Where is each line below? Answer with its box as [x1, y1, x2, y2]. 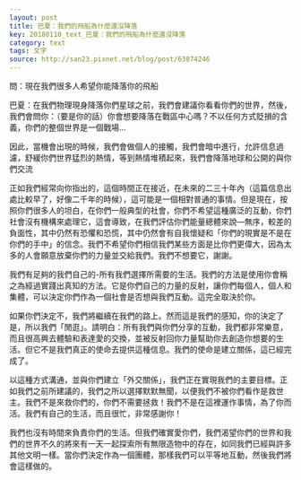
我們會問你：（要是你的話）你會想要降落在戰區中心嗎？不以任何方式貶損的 [9, 111, 280, 121]
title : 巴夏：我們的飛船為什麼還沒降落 [9, 22, 138, 31]
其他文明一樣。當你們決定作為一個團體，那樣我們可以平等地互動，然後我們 [9, 449, 284, 460]
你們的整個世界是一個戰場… [24, 122, 127, 133]
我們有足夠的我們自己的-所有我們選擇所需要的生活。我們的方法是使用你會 [9, 269, 280, 279]
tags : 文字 [9, 47, 47, 56]
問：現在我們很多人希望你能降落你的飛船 [9, 81, 159, 91]
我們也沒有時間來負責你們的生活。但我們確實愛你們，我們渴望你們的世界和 [9, 427, 284, 438]
